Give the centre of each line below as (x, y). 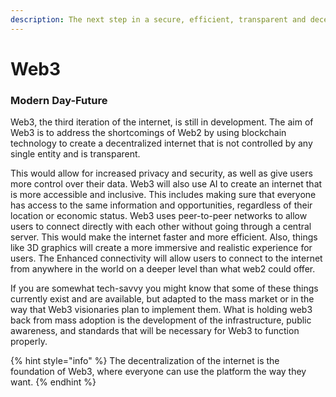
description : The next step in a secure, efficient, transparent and (158, 19)
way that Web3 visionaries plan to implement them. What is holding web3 (161, 310)
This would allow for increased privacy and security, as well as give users (161, 173)
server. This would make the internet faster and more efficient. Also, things (164, 237)
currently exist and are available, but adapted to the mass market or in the (162, 299)
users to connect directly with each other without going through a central (161, 227)
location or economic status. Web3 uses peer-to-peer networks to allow (159, 216)
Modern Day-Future (59, 100)
